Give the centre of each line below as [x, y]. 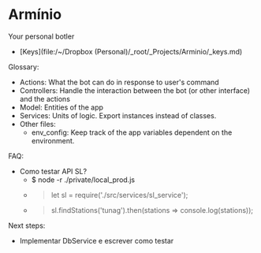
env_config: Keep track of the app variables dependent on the [132, 132]
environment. [53, 140]
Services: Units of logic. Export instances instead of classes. [118, 115]
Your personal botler [41, 36]
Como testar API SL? [53, 171]
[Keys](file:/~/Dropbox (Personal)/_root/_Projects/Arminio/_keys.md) [131, 51]
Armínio [35, 15]
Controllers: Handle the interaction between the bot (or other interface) [135, 90]
